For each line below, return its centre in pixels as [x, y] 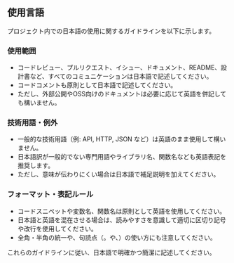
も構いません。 [39, 103]
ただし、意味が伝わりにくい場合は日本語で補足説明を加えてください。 [118, 174]
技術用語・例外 [33, 123]
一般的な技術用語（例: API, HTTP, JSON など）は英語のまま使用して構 [118, 139]
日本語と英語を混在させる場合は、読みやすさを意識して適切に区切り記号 [122, 219]
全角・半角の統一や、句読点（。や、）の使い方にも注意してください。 [117, 237]
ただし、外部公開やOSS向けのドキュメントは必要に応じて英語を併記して [122, 94]
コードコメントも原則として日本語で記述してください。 [97, 85]
